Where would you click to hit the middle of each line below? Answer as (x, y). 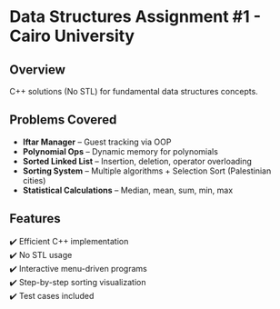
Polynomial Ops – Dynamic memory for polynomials (120, 151)
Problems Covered (63, 120)
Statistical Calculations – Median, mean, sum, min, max (128, 190)
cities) (34, 180)
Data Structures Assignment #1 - (135, 17)
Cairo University (72, 36)
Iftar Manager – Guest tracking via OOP (97, 142)
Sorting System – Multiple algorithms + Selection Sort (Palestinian (147, 171)
